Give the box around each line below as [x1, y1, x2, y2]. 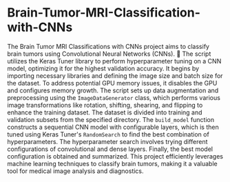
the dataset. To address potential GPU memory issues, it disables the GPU [7, 79, 218, 87]
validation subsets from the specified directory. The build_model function [7, 115, 215, 123]
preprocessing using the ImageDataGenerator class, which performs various [7, 93, 220, 101]
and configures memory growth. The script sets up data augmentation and [7, 86, 219, 94]
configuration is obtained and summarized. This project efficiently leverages [7, 152, 224, 160]
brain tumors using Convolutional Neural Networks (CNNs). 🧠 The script [7, 50, 211, 58]
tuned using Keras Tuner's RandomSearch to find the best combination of [7, 130, 210, 139]
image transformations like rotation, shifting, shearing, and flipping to [7, 101, 203, 109]
